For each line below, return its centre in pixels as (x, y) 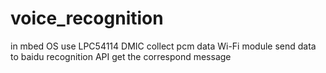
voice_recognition (87, 18)
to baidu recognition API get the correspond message (121, 56)
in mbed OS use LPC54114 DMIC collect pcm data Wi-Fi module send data (163, 46)
